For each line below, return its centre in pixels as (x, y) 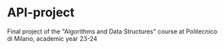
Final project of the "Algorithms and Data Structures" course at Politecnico (112, 31)
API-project (41, 13)
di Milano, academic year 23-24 (52, 38)
